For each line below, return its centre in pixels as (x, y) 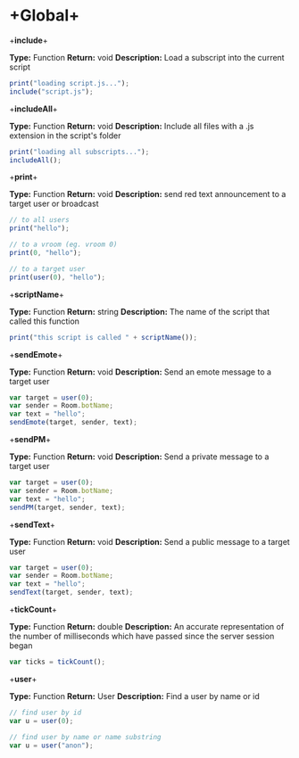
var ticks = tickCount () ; (57, 662)
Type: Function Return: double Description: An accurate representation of (147, 627)
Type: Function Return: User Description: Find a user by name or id (135, 696)
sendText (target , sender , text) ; (71, 593)
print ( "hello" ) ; (39, 228)
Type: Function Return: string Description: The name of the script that (140, 311)
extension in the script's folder (66, 136)
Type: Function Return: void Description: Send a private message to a (139, 457)
